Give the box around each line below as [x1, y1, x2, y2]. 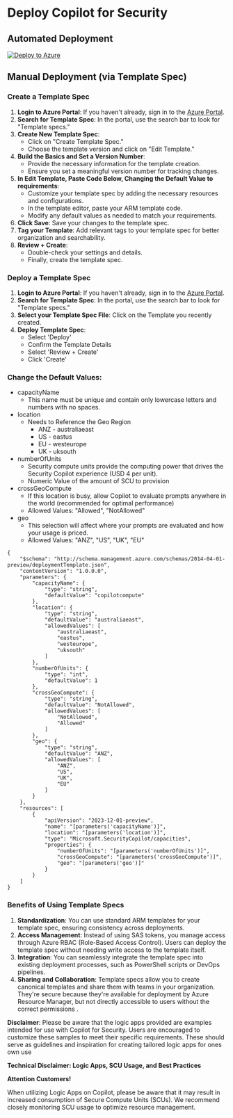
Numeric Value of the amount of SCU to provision [27, 477, 170, 485]
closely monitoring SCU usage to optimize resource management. [7, 1103, 196, 1111]
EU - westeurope [38, 440, 87, 448]
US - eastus [38, 432, 72, 441]
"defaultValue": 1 [44, 677, 98, 684]
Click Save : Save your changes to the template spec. [17, 218, 170, 227]
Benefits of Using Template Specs [7, 900, 124, 910]
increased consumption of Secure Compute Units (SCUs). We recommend [7, 1095, 220, 1103]
